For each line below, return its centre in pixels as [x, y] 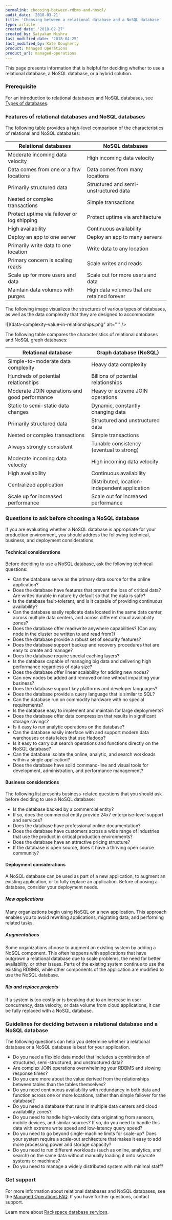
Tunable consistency [116, 444]
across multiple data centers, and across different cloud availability [83, 617]
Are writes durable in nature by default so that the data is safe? [79, 596]
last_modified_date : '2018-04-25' [42, 39]
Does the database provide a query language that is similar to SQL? [84, 694]
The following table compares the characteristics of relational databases [82, 335]
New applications [25, 899]
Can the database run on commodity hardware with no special [78, 699]
